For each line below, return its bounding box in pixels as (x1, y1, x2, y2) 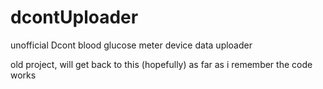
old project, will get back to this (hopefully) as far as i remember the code (10, 58, 313, 70)
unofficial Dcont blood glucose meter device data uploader (10, 39, 253, 51)
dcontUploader (10, 6, 139, 29)
